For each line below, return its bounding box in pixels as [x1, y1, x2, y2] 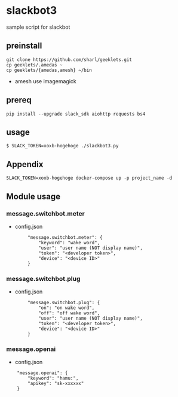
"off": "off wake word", [38, 310, 100, 316]
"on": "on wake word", [38, 305, 95, 311]
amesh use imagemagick [14, 77, 76, 84]
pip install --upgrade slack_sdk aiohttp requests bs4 [6, 111, 146, 117]
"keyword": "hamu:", [27, 375, 79, 381]
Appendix [6, 159, 44, 169]
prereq [6, 95, 32, 105]
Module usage [6, 191, 61, 201]
